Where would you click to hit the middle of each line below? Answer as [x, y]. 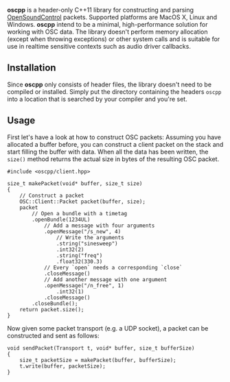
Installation [32, 68]
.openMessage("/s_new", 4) [82, 231]
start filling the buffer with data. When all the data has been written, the [108, 152]
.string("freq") [79, 255]
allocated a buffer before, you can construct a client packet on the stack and [115, 144]
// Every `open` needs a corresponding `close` [113, 267]
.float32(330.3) [79, 261]
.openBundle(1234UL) [61, 219]
